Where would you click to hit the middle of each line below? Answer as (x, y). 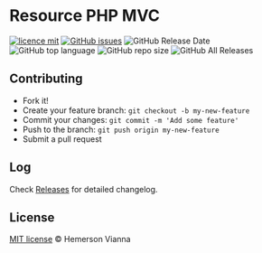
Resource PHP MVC (84, 16)
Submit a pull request (62, 139)
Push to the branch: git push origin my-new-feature (121, 129)
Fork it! (36, 100)
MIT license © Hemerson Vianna (70, 239)
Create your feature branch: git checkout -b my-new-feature (136, 110)
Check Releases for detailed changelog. (84, 189)
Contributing (46, 79)
